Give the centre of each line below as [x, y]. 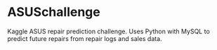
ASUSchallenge [54, 12]
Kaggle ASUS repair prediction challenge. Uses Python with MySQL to [109, 31]
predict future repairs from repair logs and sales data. [85, 38]
